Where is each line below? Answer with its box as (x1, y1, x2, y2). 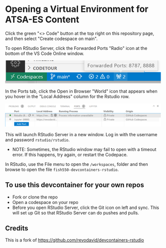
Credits (5, 224, 29, 233)
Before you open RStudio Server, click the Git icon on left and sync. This (12, 204, 160, 210)
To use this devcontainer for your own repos (5, 181, 144, 189)
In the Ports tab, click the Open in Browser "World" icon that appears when (5, 88, 158, 95)
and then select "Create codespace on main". (5, 36, 98, 42)
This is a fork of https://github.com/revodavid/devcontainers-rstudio (5, 237, 144, 243)
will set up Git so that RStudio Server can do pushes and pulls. (12, 209, 139, 216)
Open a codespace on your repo (12, 199, 79, 205)
